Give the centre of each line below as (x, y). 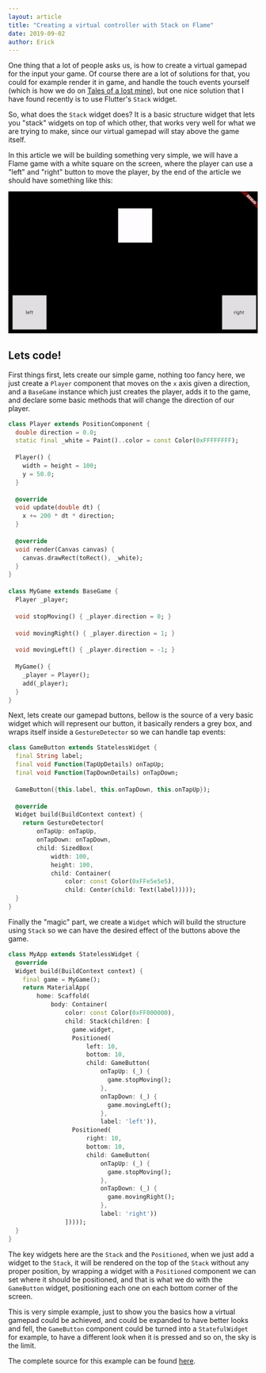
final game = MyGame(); (62, 979)
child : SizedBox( (65, 848)
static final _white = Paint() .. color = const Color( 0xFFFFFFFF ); (127, 440)
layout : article (35, 17)
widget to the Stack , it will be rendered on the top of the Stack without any (129, 1263)
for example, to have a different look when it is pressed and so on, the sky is (133, 1336)
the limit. (23, 1345)
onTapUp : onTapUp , (67, 832)
